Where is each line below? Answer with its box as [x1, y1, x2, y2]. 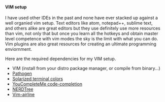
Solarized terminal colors [12, 76, 63, 82]
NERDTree [12, 86, 33, 92]
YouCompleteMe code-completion [12, 81, 83, 87]
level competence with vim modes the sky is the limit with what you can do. [5, 36, 159, 42]
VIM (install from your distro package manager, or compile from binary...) [12, 66, 161, 71]
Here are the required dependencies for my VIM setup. [5, 56, 116, 62]
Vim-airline [12, 92, 35, 98]
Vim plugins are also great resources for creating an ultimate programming [5, 41, 157, 47]
